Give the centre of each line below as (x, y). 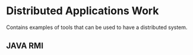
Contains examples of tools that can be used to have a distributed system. (97, 27)
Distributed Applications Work (83, 11)
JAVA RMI (25, 46)
